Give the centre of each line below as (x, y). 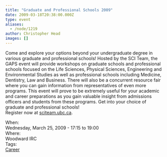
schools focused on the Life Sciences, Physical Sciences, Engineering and (83, 69)
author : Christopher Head (33, 34)
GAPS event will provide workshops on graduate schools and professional (83, 64)
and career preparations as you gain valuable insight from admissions (79, 96)
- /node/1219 (24, 29)
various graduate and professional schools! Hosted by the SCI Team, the (81, 58)
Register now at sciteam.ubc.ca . (39, 112)
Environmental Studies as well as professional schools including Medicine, (83, 74)
